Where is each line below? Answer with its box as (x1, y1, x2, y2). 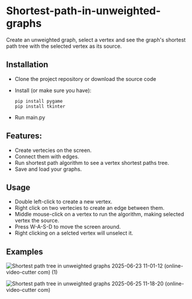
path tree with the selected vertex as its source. (6, 43, 122, 50)
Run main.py (14, 113, 45, 121)
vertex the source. (14, 217, 60, 224)
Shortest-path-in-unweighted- (6, 4, 161, 18)
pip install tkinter (14, 103, 66, 109)
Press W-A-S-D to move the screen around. (14, 223, 121, 230)
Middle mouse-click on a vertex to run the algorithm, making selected (14, 211, 184, 218)
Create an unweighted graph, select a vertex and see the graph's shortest (6, 36, 186, 43)
